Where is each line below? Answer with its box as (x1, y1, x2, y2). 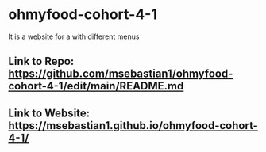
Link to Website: (8, 106, 91, 120)
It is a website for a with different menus (8, 32, 140, 41)
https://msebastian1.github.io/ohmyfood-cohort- (8, 119, 258, 132)
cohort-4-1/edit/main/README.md (8, 79, 184, 93)
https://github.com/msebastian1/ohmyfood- (8, 67, 233, 81)
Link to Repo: (8, 55, 75, 68)
